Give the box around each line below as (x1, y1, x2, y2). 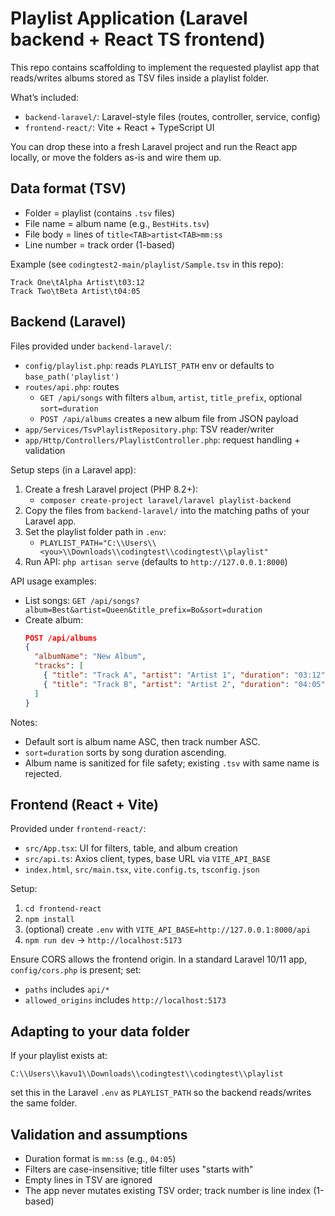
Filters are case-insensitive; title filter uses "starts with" (24, 1163, 254, 1175)
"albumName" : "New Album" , (34, 652, 147, 662)
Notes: (10, 716, 38, 728)
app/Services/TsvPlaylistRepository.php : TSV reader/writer (24, 423, 275, 435)
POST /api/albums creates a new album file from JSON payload (39, 412, 299, 424)
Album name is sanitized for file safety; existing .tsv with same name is (24, 757, 320, 769)
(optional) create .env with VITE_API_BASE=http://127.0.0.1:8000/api (24, 923, 311, 936)
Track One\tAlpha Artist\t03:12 (10, 277, 145, 287)
